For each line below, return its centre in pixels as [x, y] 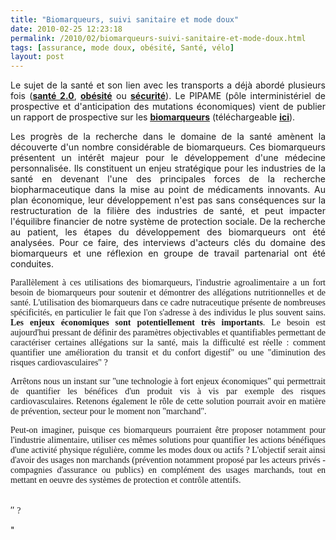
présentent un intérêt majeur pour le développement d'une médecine [168, 158]
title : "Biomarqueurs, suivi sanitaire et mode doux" [125, 19]
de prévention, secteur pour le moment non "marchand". [108, 411]
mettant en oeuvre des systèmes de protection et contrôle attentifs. [126, 480]
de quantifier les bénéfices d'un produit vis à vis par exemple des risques [168, 391]
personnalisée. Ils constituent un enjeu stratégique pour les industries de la [168, 168]
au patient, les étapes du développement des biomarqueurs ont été [168, 232]
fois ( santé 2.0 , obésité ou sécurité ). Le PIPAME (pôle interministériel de [168, 96]
